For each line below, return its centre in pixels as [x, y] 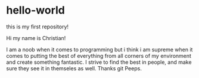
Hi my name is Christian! [36, 38]
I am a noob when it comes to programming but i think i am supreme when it [99, 49]
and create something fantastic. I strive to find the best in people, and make [99, 62]
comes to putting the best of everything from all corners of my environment [99, 56]
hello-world [36, 10]
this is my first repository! [38, 27]
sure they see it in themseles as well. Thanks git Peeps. [74, 68]
